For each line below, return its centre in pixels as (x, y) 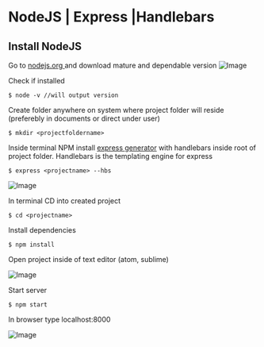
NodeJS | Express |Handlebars (111, 17)
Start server (28, 290)
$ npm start (28, 305)
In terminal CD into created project (65, 201)
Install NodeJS (45, 46)
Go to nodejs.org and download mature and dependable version (113, 65)
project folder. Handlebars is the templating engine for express (110, 156)
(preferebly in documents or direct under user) (84, 118)
